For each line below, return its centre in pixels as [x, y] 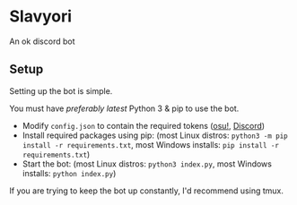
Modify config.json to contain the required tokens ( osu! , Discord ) [144, 125]
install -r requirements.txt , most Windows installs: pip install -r [151, 144]
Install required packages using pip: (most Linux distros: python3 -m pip [155, 135]
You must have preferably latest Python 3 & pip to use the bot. [124, 108]
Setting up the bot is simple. [61, 90]
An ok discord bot [42, 41]
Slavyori [41, 17]
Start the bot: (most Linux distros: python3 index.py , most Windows [147, 164]
